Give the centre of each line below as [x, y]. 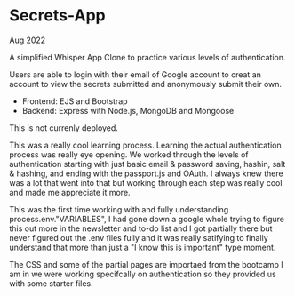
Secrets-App [57, 16]
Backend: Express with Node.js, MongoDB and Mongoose [128, 110]
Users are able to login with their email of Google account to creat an [136, 74]
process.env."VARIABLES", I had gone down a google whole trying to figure [147, 219]
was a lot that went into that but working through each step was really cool [146, 182]
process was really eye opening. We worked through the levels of [129, 154]
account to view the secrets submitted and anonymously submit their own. [146, 84]
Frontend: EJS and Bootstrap [75, 101]
